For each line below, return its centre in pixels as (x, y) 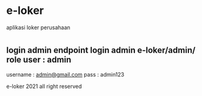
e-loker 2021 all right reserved (44, 86)
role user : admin (39, 60)
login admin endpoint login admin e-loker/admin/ (101, 50)
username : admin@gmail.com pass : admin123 (65, 74)
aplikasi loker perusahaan (38, 27)
